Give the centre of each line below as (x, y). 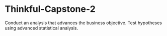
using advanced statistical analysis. (41, 28)
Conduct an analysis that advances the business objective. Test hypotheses (83, 23)
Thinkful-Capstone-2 (50, 9)
